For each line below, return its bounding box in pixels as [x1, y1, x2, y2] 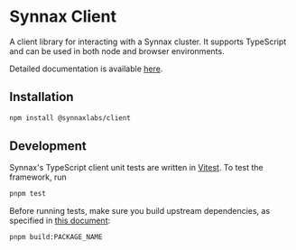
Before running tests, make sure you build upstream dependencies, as [9, 206, 271, 217]
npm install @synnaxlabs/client [9, 113, 131, 123]
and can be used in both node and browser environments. [9, 45, 225, 56]
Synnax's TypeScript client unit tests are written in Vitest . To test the [9, 162, 264, 173]
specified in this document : [9, 215, 111, 227]
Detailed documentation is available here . [9, 63, 163, 74]
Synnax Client [9, 6, 117, 27]
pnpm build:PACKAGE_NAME [9, 233, 103, 242]
